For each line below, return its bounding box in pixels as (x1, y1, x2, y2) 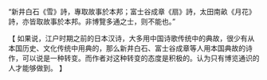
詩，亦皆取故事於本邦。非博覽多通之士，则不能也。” (8, 17, 176, 26)
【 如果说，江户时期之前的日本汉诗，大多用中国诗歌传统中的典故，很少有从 (8, 34, 255, 43)
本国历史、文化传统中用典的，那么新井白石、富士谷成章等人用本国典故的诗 (8, 44, 253, 53)
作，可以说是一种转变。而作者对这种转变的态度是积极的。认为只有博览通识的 (8, 54, 260, 63)
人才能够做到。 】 (8, 63, 66, 73)
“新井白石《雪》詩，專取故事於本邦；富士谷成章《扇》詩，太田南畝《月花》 (8, 7, 257, 16)
